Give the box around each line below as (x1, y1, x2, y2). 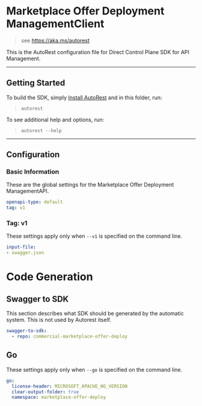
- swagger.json (6, 250, 44, 256)
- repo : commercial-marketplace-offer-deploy (11, 333, 128, 340)
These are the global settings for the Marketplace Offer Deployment (6, 181, 174, 189)
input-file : (6, 244, 36, 250)
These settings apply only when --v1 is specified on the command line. (6, 232, 182, 240)
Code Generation (6, 270, 93, 283)
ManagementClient (6, 17, 105, 31)
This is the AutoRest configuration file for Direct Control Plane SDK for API (6, 48, 189, 55)
